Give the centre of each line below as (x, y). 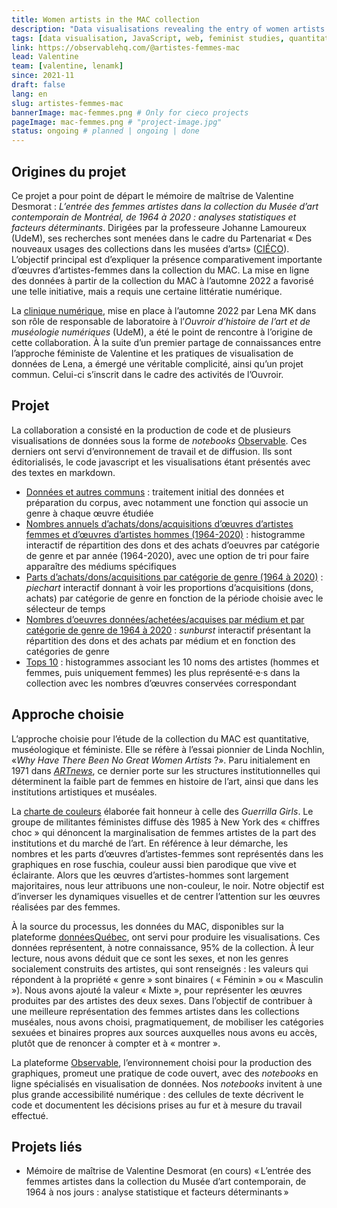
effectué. (30, 1115)
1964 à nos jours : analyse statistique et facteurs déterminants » (157, 1192)
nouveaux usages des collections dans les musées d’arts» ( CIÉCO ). (150, 248)
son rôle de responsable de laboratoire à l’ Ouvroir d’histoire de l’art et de (161, 321)
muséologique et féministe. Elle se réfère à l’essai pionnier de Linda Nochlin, (168, 749)
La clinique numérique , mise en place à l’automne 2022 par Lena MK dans (164, 310)
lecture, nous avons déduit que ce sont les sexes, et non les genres (150, 958)
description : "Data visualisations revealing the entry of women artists (168, 29)
